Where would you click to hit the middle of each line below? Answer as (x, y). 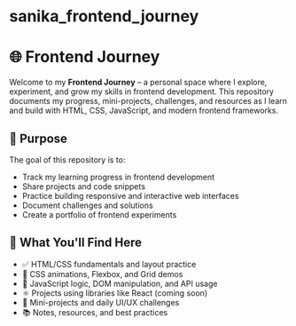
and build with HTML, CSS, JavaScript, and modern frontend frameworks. (144, 111)
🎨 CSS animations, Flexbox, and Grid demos (102, 274)
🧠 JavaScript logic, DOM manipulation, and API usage (120, 283)
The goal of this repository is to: (67, 159)
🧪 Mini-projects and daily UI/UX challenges (101, 302)
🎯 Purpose (39, 138)
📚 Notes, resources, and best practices (95, 312)
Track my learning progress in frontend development (118, 177)
